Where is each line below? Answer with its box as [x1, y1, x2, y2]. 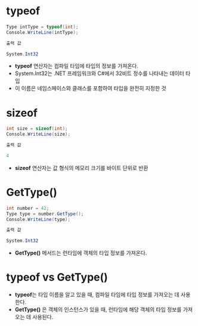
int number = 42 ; [6, 205, 49, 211]
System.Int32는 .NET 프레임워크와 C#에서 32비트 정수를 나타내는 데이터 [14, 70, 185, 77]
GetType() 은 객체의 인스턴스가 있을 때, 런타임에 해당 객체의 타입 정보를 [14, 306, 182, 313]
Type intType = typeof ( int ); [6, 24, 79, 30]
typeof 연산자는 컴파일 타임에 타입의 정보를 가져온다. [14, 63, 139, 70]
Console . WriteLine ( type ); [6, 216, 70, 222]
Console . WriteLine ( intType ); [6, 29, 79, 35]
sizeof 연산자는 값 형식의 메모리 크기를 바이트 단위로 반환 [14, 164, 148, 171]
